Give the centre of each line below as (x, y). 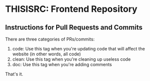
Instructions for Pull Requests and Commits (74, 27)
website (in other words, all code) (46, 54)
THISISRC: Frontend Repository (71, 9)
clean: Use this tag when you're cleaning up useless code (71, 59)
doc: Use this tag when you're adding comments (62, 64)
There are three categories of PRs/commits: (50, 39)
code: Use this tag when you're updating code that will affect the (79, 49)
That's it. (14, 74)
